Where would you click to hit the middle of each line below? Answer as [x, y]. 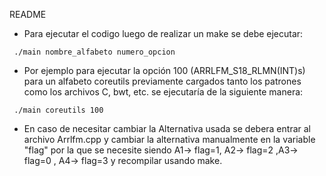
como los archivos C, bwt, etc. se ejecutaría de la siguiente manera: [163, 92]
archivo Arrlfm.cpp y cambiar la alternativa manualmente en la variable [169, 139]
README [28, 14]
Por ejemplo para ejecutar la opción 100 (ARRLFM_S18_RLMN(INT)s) [164, 70]
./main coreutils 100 [58, 110]
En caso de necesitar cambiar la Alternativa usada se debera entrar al [167, 128]
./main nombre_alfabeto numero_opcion [94, 52]
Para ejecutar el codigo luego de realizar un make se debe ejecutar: [163, 33]
